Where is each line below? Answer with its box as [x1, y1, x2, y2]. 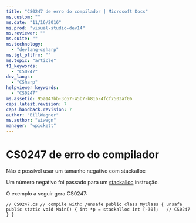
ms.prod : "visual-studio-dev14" [6, 25, 85, 31]
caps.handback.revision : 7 [6, 107, 72, 112]
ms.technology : [6, 42, 43, 47]
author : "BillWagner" [6, 112, 59, 118]
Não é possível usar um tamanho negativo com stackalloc [6, 167, 146, 174]
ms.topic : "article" [6, 57, 57, 63]
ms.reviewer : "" [6, 30, 46, 36]
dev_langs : [6, 74, 33, 80]
